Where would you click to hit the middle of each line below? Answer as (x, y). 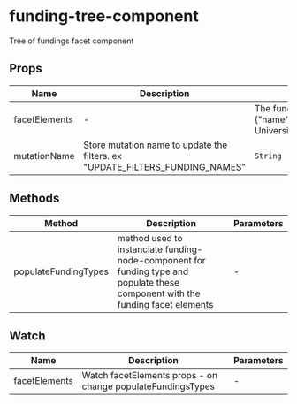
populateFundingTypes (61, 271)
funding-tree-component (104, 16)
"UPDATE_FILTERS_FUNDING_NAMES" (164, 167)
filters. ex (103, 156)
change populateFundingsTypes (148, 386)
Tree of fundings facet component (72, 41)
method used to (150, 238)
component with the (159, 293)
